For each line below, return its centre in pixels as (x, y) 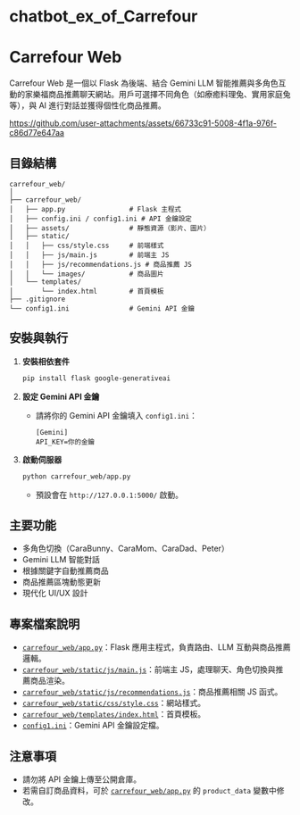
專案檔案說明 (45, 624)
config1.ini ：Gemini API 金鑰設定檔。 (93, 726)
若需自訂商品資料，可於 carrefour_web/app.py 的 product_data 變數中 (149, 790)
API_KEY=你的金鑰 (65, 442)
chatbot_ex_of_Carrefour (104, 17)
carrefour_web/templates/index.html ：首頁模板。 (114, 714)
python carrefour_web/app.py (76, 476)
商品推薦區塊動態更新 (61, 582)
